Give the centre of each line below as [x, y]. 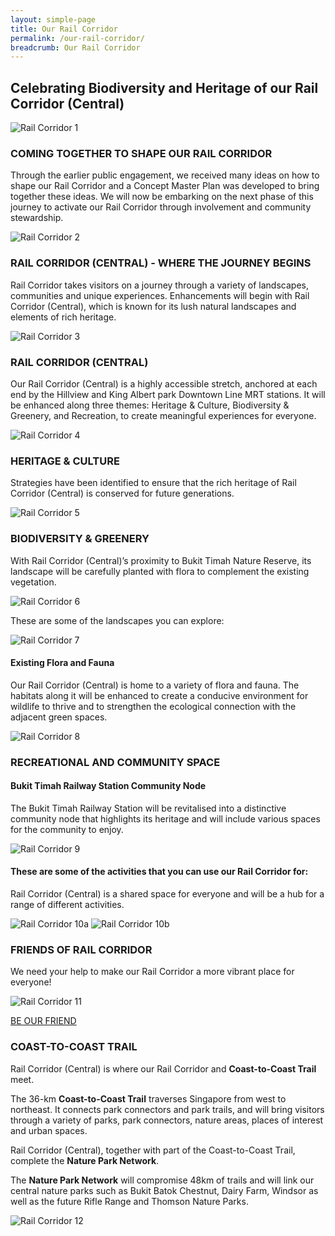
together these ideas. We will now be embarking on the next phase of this [162, 197]
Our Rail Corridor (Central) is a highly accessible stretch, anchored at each [164, 383]
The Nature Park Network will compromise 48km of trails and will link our [162, 1180]
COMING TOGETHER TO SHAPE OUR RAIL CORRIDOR [141, 153]
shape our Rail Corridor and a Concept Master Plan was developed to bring [165, 186]
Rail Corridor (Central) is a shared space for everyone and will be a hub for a [167, 894]
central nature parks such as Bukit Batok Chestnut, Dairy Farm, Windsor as [164, 1190]
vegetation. [33, 582]
